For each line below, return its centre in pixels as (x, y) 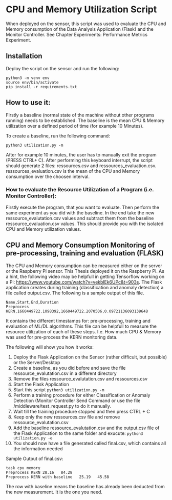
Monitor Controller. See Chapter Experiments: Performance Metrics (77, 34)
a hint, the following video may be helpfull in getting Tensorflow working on (85, 276)
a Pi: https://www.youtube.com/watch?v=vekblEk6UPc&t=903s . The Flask (84, 282)
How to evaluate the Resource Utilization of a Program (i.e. (80, 190)
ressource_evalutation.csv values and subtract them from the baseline (80, 218)
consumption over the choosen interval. (48, 176)
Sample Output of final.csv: (35, 458)
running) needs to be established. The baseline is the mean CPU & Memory (85, 120)
